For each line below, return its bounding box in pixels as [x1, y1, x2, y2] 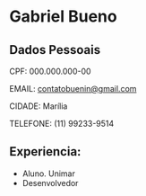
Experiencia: [9, 144, 82, 159]
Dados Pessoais [9, 42, 101, 58]
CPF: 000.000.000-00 [9, 66, 91, 76]
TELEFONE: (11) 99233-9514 [9, 119, 115, 129]
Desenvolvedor [21, 177, 79, 188]
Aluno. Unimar [21, 168, 76, 179]
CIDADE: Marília [9, 101, 68, 111]
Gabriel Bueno [9, 6, 118, 27]
